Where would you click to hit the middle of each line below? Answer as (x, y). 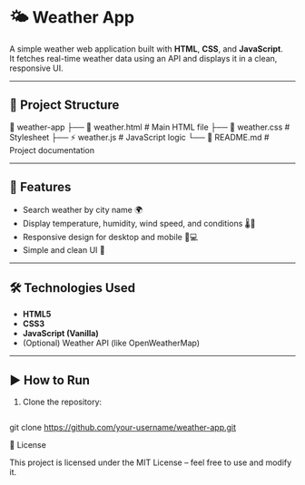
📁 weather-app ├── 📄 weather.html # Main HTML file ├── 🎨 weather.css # (150, 127)
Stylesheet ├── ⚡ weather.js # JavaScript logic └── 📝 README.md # (139, 137)
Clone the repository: (62, 402)
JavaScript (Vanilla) (61, 334)
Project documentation (52, 150)
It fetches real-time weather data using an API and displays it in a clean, (143, 58)
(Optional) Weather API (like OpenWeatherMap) (111, 343)
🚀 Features (40, 187)
